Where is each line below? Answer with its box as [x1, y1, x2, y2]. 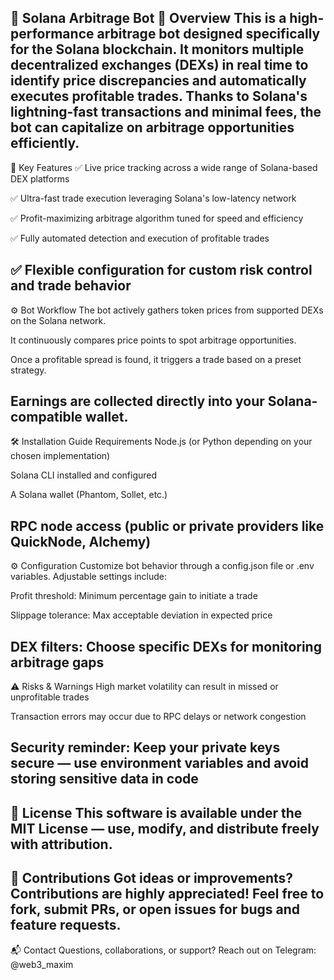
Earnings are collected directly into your [10, 393, 265, 410]
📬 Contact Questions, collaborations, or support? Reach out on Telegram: [10, 944, 317, 956]
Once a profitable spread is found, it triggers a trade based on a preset [10, 353, 302, 365]
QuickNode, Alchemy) [10, 533, 152, 550]
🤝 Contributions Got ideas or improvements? [10, 870, 294, 887]
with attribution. [10, 836, 113, 853]
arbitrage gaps [10, 654, 105, 671]
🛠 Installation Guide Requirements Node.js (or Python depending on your [10, 436, 313, 448]
